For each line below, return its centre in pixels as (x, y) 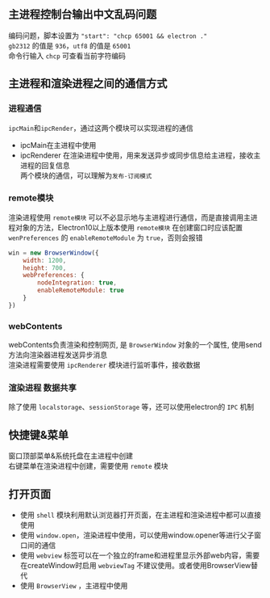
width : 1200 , (45, 260)
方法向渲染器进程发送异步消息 (58, 355)
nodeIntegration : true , (77, 283)
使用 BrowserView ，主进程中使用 (74, 586)
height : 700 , (45, 268)
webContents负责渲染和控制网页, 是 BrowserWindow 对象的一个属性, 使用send (135, 345)
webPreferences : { (54, 276)
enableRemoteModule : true (81, 291)
